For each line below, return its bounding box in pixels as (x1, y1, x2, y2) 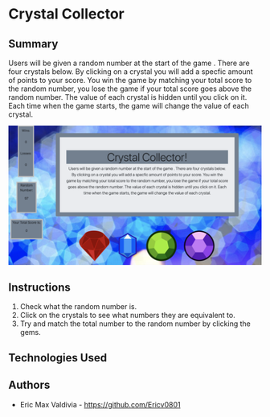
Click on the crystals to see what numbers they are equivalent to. (19, 311, 235, 320)
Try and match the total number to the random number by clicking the (19, 319, 251, 328)
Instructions (8, 281, 71, 294)
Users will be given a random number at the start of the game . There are (8, 58, 251, 68)
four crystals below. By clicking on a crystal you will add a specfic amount (8, 67, 253, 76)
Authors (8, 378, 51, 392)
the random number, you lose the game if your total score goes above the (8, 84, 252, 93)
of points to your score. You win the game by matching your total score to (8, 76, 252, 85)
